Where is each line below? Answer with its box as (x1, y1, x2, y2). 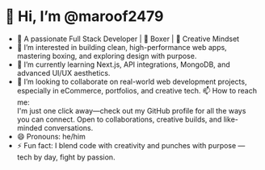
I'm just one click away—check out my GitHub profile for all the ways (16, 106, 246, 115)
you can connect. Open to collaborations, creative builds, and (16, 114, 222, 124)
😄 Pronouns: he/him (16, 131, 86, 141)
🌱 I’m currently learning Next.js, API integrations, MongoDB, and (16, 60, 231, 69)
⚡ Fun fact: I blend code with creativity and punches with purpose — (16, 140, 246, 150)
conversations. (44, 122, 94, 132)
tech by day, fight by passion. (16, 152, 116, 162)
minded (16, 122, 43, 132)
